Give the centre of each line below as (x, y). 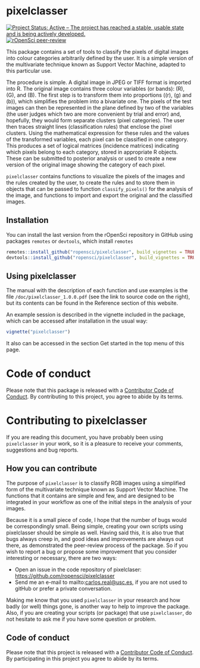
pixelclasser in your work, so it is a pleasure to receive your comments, (95, 444)
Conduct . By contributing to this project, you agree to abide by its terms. (95, 397)
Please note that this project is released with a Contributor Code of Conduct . (100, 652)
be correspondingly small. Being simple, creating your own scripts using (95, 526)
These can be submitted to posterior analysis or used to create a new (91, 158)
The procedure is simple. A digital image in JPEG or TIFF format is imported (99, 82)
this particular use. (29, 70)
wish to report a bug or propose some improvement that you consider (92, 551)
